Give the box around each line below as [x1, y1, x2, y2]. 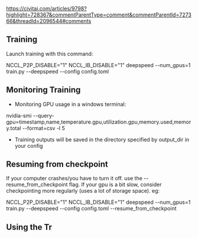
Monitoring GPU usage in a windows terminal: [14, 100, 126, 108]
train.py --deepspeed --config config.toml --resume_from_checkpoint [6, 205, 177, 212]
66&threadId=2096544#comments [6, 18, 92, 24]
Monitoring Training [6, 85, 81, 95]
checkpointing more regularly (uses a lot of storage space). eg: [6, 187, 160, 194]
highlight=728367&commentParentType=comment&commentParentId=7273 [6, 11, 192, 18]
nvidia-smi [6, 112, 32, 119]
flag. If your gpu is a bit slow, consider [69, 181, 162, 188]
